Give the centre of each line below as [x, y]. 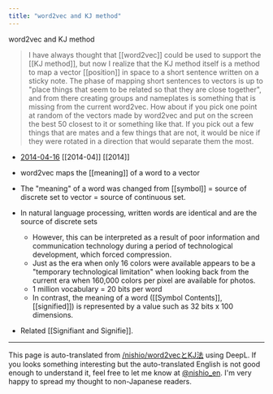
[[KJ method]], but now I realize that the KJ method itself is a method [144, 63]
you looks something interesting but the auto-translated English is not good [134, 364]
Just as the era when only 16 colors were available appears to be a [144, 263]
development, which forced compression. [102, 254]
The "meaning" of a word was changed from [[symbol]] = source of [133, 188]
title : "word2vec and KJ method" [65, 16]
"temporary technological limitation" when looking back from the [141, 271]
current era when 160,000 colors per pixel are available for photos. [144, 280]
